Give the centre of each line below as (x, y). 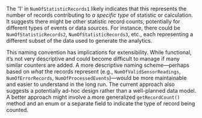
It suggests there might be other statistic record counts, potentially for (93, 21)
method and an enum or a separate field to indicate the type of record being (101, 104)
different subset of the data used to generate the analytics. (79, 41)
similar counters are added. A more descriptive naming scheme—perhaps (98, 65)
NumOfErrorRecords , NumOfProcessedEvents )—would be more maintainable (96, 78)
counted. (17, 110)
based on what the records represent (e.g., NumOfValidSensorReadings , (93, 71)
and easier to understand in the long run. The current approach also (90, 84)
